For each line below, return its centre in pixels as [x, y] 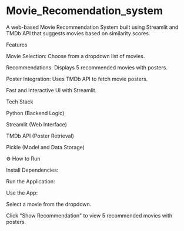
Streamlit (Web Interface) [37, 124]
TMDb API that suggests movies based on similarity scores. [78, 33]
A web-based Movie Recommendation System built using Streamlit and [92, 27]
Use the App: [22, 193]
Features [17, 45]
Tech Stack [20, 102]
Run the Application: [31, 181]
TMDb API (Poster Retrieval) [40, 136]
